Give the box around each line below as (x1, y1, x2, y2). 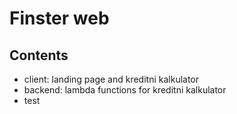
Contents (9, 47, 69, 64)
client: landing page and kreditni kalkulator (23, 73, 200, 85)
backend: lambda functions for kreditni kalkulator (23, 84, 227, 96)
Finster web (9, 7, 110, 30)
